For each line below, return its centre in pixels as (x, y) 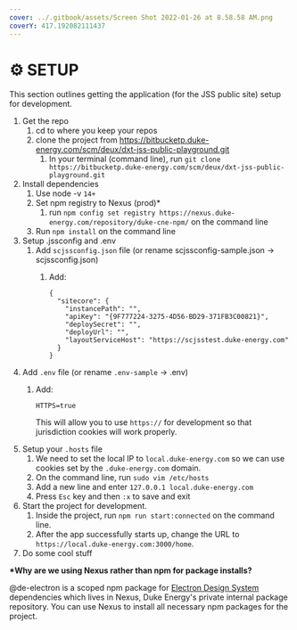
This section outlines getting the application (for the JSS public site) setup (145, 94)
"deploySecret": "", (103, 325)
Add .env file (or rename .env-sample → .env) (105, 372)
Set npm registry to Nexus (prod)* (98, 203)
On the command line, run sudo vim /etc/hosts (122, 478)
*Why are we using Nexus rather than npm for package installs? (131, 570)
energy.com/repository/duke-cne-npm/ (119, 223)
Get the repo (45, 121)
